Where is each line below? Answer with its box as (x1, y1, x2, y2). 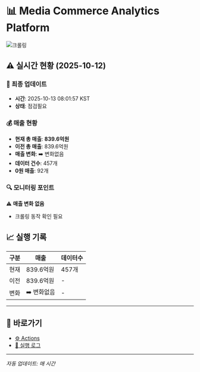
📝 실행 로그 (14, 341, 41, 349)
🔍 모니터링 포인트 (6, 183, 55, 191)
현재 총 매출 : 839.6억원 (14, 135, 70, 142)
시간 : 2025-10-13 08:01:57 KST (14, 94, 90, 102)
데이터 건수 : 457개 (14, 159, 58, 167)
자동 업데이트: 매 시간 (6, 359, 55, 367)
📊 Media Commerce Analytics (6, 4, 160, 18)
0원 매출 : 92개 (14, 167, 49, 174)
